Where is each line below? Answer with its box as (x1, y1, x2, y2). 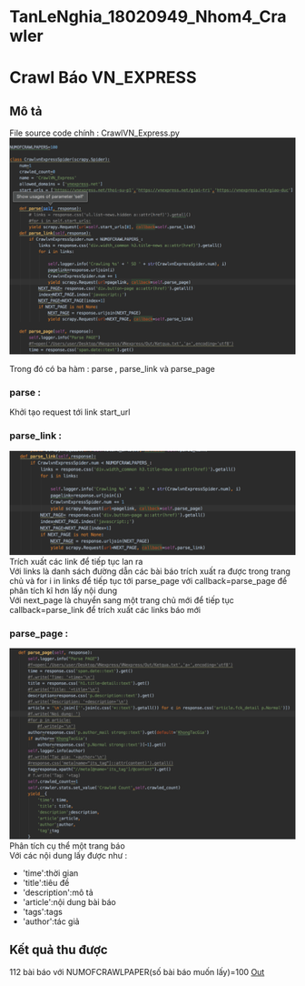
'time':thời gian (22, 867, 79, 879)
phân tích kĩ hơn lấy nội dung (9, 585, 118, 596)
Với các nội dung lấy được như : (9, 850, 128, 860)
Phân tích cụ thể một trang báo (9, 840, 125, 851)
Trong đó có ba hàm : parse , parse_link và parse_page (9, 364, 215, 375)
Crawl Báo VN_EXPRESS (9, 67, 197, 88)
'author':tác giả (22, 916, 80, 927)
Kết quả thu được (9, 942, 108, 958)
